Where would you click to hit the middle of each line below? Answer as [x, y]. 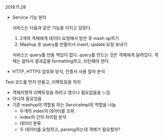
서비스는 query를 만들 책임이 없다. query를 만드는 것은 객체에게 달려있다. [82, 55]
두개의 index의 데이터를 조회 [47, 111]
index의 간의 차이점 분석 [43, 117]
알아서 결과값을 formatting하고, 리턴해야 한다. [66, 61]
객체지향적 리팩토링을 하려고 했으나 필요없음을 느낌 [61, 92]
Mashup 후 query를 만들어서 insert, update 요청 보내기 [73, 44]
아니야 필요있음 [27, 99]
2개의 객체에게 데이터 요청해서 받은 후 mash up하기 [69, 38]
